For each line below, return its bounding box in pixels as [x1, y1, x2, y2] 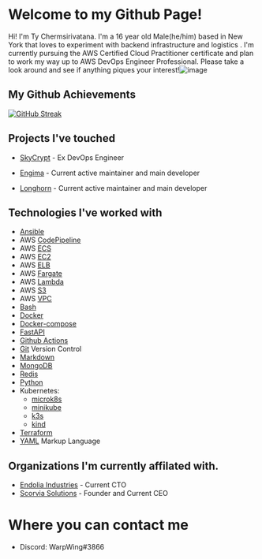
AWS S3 [19, 285, 47, 295]
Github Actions [19, 336, 69, 345]
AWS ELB [19, 260, 51, 270]
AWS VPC [19, 294, 53, 304]
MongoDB [19, 361, 53, 371]
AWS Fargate [19, 269, 63, 278]
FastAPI [19, 327, 45, 337]
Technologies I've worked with [8, 206, 163, 219]
